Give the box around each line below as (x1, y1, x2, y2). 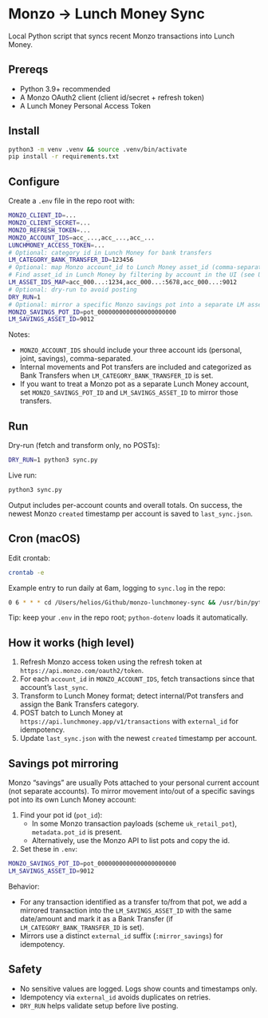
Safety (8, 963, 42, 976)
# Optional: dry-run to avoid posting (8, 285, 137, 294)
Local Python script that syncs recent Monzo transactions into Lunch (8, 31, 235, 41)
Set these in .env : (19, 844, 78, 854)
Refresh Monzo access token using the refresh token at (19, 657, 203, 667)
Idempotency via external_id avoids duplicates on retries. (19, 992, 211, 1002)
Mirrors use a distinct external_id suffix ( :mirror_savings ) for (19, 931, 223, 941)
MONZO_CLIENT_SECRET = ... (8, 219, 91, 227)
